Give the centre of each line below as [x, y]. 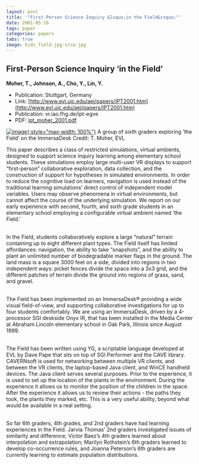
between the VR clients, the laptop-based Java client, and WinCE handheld [98, 367]
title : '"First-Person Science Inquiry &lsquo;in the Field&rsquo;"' [94, 17]
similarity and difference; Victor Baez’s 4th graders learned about [86, 435]
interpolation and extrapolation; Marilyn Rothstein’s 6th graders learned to [97, 442]
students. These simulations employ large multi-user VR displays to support [99, 162]
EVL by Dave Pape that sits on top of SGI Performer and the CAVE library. [96, 355]
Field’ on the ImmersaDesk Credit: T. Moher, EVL [66, 138]
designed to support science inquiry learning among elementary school [94, 156]
